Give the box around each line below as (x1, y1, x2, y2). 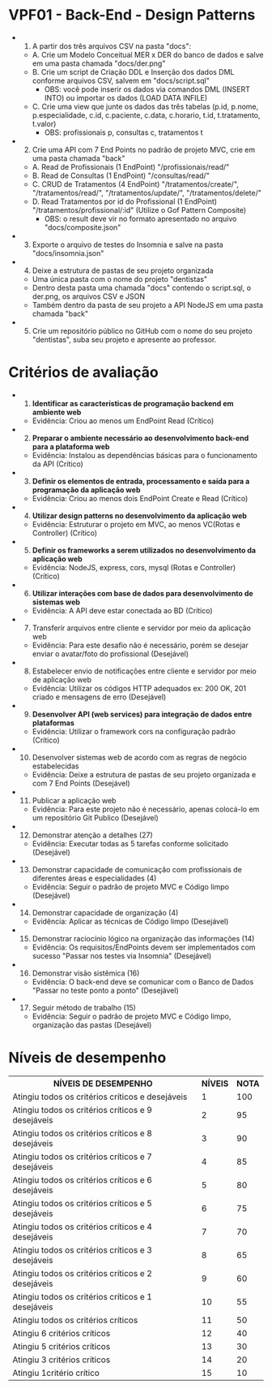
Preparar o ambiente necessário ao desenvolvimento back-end (32, 433, 249, 443)
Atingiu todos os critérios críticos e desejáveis (12, 1091, 188, 1102)
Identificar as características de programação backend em (32, 398, 234, 408)
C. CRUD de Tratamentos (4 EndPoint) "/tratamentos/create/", (32, 179, 239, 188)
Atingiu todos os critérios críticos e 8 (12, 1127, 152, 1139)
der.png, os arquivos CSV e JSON (32, 291, 146, 301)
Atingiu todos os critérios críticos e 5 (12, 1197, 152, 1209)
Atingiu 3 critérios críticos (12, 1354, 111, 1365)
